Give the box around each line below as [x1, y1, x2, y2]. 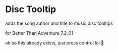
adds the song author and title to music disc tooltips [5, 20, 113, 26]
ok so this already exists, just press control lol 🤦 [5, 39, 104, 46]
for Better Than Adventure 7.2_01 [5, 30, 73, 36]
